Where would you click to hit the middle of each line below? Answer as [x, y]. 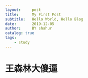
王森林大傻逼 [32, 68]
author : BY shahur [29, 28]
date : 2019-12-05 [30, 24]
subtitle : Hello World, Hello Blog [44, 19]
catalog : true [20, 33]
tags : [11, 38]
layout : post [23, 10]
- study [22, 42]
